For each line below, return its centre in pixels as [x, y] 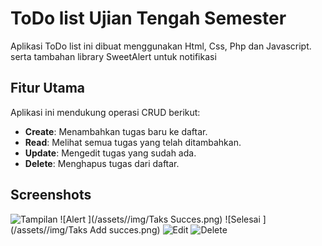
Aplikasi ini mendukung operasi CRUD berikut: [105, 112]
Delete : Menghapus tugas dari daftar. [102, 163]
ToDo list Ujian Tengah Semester [148, 18]
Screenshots [51, 195]
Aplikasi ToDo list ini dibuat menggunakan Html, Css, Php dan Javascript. [161, 46]
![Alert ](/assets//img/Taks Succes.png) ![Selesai [160, 219]
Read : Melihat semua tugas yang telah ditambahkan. [133, 142]
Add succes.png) [125, 229]
